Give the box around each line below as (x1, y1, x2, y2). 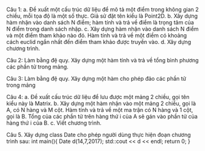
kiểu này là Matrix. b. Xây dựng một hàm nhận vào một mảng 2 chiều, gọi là (6, 100, 196, 107)
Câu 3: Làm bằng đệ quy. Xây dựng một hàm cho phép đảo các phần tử (6, 75, 187, 82)
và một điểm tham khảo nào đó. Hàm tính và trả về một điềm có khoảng (6, 32, 187, 39)
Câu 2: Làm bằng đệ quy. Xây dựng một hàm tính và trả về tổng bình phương (6, 57, 199, 64)
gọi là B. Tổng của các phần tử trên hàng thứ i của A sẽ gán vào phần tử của (6, 113, 198, 120)
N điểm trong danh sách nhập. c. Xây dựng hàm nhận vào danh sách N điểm (6, 25, 199, 32)
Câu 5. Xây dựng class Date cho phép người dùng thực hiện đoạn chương (6, 131, 191, 138)
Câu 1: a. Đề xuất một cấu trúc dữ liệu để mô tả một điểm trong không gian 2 (6, 6, 199, 13)
